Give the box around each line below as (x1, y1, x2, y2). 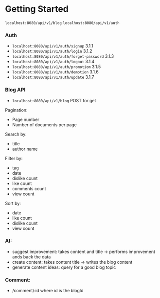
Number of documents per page (12, 121, 77, 128)
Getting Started (5, 3, 69, 15)
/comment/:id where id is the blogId (12, 288, 84, 294)
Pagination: (5, 107, 28, 113)
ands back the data (12, 253, 51, 260)
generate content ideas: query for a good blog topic (12, 264, 116, 270)
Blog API (5, 87, 26, 93)
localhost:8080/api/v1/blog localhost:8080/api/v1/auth (5, 21, 120, 25)
